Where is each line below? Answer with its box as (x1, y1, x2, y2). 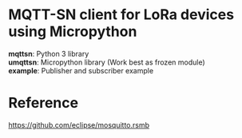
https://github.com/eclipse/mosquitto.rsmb (8, 120, 150, 129)
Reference (8, 94, 78, 112)
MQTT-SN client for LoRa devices (8, 6, 234, 24)
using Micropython (8, 22, 137, 41)
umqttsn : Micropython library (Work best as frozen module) (8, 57, 205, 67)
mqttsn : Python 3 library (8, 49, 89, 58)
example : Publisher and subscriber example (8, 65, 154, 75)
